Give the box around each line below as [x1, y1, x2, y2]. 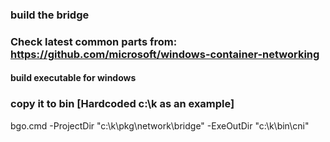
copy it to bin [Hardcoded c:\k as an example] [10, 97, 235, 111]
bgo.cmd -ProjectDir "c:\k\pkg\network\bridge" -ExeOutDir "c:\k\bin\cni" [10, 119, 310, 132]
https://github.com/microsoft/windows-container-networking [10, 47, 320, 61]
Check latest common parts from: [10, 34, 178, 48]
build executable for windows [10, 72, 137, 84]
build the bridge [10, 8, 90, 22]
